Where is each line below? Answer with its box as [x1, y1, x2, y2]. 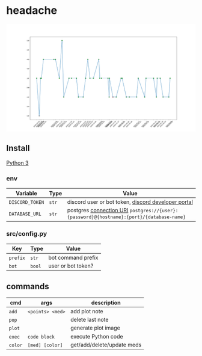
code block [27, 334, 55, 340]
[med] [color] [27, 342, 63, 348]
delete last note [70, 316, 109, 324]
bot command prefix [48, 254, 99, 261]
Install [6, 143, 30, 153]
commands [6, 281, 49, 292]
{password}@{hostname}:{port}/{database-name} [67, 214, 186, 220]
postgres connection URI [67, 207, 129, 213]
